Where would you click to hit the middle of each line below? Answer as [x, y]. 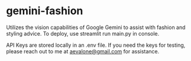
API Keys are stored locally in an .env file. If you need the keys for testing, [96, 45]
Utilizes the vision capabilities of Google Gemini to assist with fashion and [96, 27]
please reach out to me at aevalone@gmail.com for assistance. [83, 51]
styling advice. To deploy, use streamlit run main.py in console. [83, 33]
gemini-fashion [45, 11]
